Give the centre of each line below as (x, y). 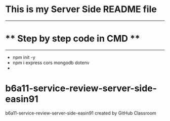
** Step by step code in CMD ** (73, 39)
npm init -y (24, 57)
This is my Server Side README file (81, 9)
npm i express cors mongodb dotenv (51, 63)
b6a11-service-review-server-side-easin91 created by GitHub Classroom (81, 113)
